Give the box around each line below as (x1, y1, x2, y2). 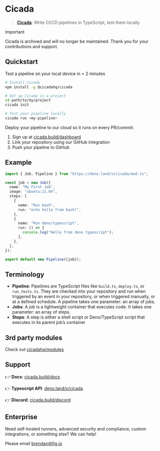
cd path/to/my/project (5, 98, 51, 103)
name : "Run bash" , (17, 203, 55, 207)
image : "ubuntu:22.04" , (9, 189, 57, 194)
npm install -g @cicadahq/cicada (5, 84, 73, 90)
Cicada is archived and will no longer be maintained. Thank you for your (5, 38, 149, 44)
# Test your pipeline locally (5, 111, 66, 116)
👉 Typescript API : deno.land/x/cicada (5, 385, 83, 391)
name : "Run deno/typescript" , (17, 221, 79, 226)
